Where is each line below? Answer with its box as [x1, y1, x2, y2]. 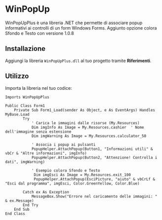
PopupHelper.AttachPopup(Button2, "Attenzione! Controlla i [31, 155, 158, 160]
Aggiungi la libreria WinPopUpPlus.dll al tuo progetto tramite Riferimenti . [5, 58, 152, 64]
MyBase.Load [5, 112, 30, 117]
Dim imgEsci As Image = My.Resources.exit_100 [33, 172, 131, 177]
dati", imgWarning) [5, 159, 45, 164]
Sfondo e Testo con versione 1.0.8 [5, 30, 74, 36]
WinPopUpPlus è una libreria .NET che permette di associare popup [5, 20, 143, 26]
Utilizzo [5, 72, 29, 80]
